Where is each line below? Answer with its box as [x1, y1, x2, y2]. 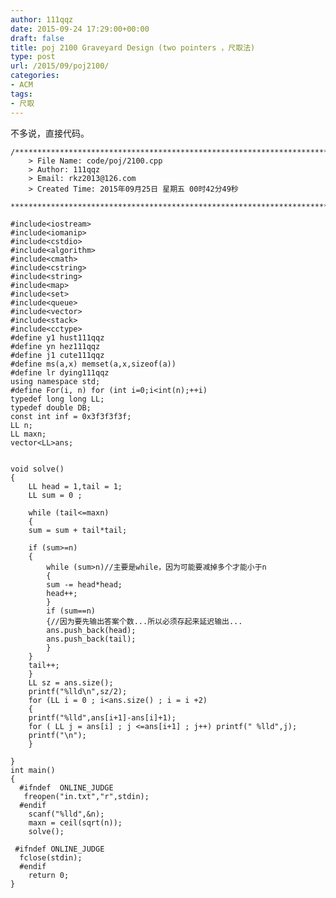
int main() [10, 765, 56, 775]
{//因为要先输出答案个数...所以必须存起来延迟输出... [46, 616, 243, 626]
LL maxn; [10, 429, 47, 439]
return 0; [28, 870, 70, 880]
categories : [10, 71, 60, 81]
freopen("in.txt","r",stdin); [23, 791, 150, 801]
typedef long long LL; [10, 394, 105, 404]
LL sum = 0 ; [28, 490, 83, 500]
